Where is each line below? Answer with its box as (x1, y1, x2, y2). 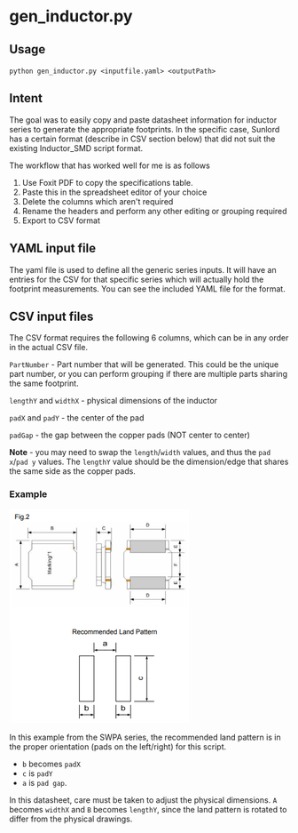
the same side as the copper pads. (9, 466, 136, 477)
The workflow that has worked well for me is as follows (9, 160, 210, 171)
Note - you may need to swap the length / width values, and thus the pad (9, 447, 271, 458)
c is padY (21, 767, 53, 779)
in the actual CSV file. (9, 342, 89, 353)
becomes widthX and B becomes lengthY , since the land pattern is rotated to (9, 804, 287, 814)
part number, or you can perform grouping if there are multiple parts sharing (9, 369, 288, 380)
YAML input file (9, 241, 96, 256)
